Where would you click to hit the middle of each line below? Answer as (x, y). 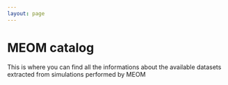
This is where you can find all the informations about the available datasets (114, 67)
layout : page (26, 13)
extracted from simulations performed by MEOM (76, 74)
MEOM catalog (51, 47)
